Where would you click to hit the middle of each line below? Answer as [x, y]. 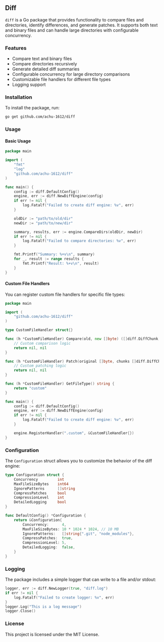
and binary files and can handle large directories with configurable [72, 30]
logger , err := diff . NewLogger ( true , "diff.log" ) [57, 589]
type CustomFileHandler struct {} [39, 330]
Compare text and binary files [42, 59]
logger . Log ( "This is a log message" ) [43, 607]
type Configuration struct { [35, 475]
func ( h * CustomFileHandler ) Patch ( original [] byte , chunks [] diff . [76, 361]
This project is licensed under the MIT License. [52, 634]
